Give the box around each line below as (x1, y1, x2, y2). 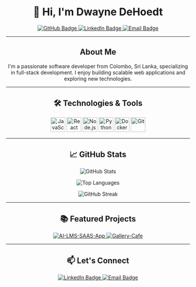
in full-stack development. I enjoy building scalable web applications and (10, 69, 185, 76)
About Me (79, 47, 117, 57)
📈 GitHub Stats (69, 149, 127, 159)
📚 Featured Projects (60, 214, 136, 224)
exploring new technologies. (64, 75, 132, 82)
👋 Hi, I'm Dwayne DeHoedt (33, 5, 163, 19)
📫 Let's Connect (66, 255, 129, 265)
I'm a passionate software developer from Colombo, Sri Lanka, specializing (8, 63, 188, 70)
